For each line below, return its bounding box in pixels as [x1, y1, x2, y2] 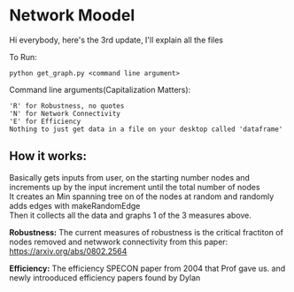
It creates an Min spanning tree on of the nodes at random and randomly [9, 191, 275, 202]
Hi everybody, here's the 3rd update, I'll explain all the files [9, 35, 224, 45]
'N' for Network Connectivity [9, 109, 121, 118]
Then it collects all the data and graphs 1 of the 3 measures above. [9, 210, 252, 220]
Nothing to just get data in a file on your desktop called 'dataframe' [9, 125, 283, 134]
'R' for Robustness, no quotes [9, 101, 125, 111]
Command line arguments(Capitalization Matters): [9, 84, 191, 95]
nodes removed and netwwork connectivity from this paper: [9, 236, 228, 247]
